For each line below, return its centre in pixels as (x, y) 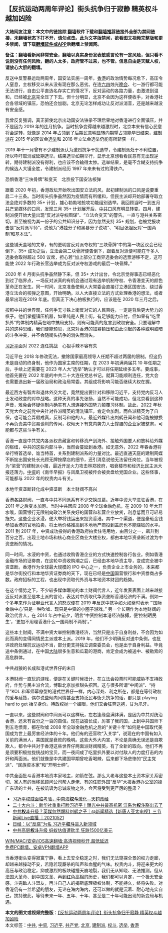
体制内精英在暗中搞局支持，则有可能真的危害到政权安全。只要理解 (88, 322)
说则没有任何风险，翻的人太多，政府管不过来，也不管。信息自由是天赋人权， (84, 61)
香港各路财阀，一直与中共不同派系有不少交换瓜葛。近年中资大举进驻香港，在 (84, 500)
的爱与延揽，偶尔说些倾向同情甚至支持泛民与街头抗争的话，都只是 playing (81, 697)
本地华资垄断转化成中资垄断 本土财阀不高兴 (51, 489)
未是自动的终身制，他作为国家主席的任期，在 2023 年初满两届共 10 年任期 (81, 362)
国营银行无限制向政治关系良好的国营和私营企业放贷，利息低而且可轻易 (90, 512)
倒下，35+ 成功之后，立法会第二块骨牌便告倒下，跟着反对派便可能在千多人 (82, 251)
